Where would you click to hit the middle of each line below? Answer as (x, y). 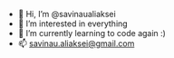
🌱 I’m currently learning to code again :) (92, 33)
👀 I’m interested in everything (73, 24)
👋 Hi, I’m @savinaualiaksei (67, 14)
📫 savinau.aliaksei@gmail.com (76, 43)
